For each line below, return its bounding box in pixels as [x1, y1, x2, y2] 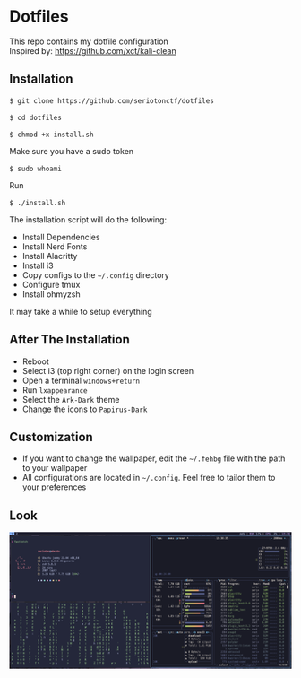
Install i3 [21, 260, 54, 271]
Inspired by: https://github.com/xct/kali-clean [9, 45, 176, 56]
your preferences [21, 482, 87, 492]
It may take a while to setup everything [9, 306, 152, 317]
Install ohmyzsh [21, 289, 81, 300]
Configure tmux [21, 279, 81, 290]
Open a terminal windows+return [21, 375, 141, 386]
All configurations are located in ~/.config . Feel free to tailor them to [21, 473, 276, 483]
